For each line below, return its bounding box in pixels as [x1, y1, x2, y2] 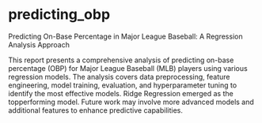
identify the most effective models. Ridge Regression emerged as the [8, 88, 234, 98]
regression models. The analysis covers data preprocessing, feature [8, 72, 231, 81]
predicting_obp [8, 6, 111, 24]
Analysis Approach [8, 39, 70, 49]
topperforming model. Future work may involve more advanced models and [8, 97, 255, 106]
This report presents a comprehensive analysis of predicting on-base [8, 55, 234, 65]
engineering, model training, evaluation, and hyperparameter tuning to [8, 80, 237, 90]
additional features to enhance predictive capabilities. [8, 105, 184, 115]
